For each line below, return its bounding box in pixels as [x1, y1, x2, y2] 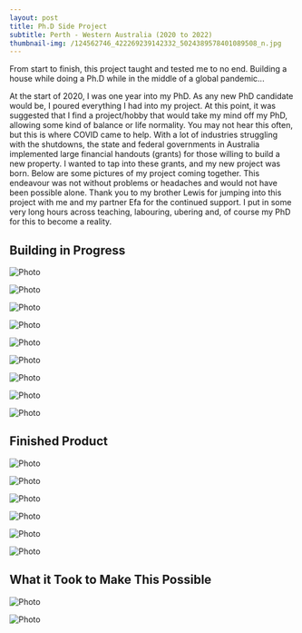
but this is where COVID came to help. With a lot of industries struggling [9, 129, 278, 141]
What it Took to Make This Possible [9, 572, 212, 588]
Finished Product [9, 433, 109, 450]
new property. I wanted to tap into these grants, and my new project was [9, 158, 281, 169]
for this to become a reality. [9, 216, 112, 227]
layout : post [9, 13, 59, 23]
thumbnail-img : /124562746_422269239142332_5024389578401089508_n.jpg [9, 38, 282, 48]
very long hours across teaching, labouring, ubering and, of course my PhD [9, 206, 291, 218]
